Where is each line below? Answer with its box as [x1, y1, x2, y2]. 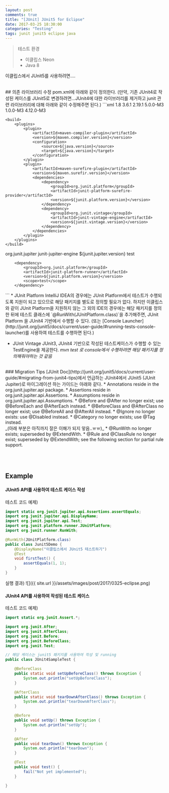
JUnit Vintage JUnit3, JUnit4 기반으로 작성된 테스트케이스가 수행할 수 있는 [12, 340, 161, 346]
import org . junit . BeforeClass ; [5, 638, 71, 643]
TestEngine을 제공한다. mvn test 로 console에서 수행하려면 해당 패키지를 [12, 347, 158, 353]
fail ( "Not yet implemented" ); [23, 769, 87, 774]
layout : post [5, 7, 33, 13]
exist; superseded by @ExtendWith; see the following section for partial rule [5, 436, 164, 443]
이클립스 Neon [25, 56, 55, 63]
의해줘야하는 [12, 353, 38, 359]
